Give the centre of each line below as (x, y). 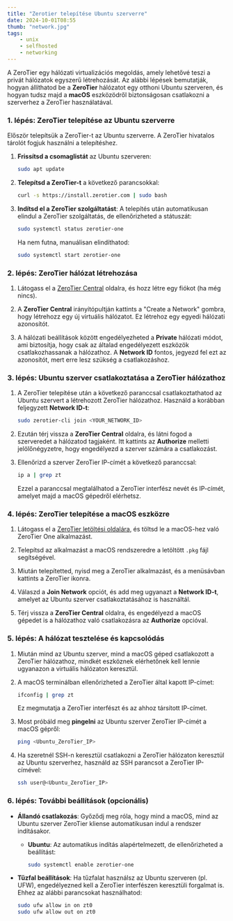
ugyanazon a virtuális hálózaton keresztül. (78, 668)
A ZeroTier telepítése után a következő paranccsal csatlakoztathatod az (120, 393)
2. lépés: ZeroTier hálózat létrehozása (72, 273)
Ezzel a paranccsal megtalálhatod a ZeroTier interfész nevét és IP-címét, (121, 489)
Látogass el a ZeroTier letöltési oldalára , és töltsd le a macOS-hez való (118, 529)
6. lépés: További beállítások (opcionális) (78, 801)
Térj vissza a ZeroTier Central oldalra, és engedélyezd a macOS (109, 613)
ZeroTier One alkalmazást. (55, 537)
